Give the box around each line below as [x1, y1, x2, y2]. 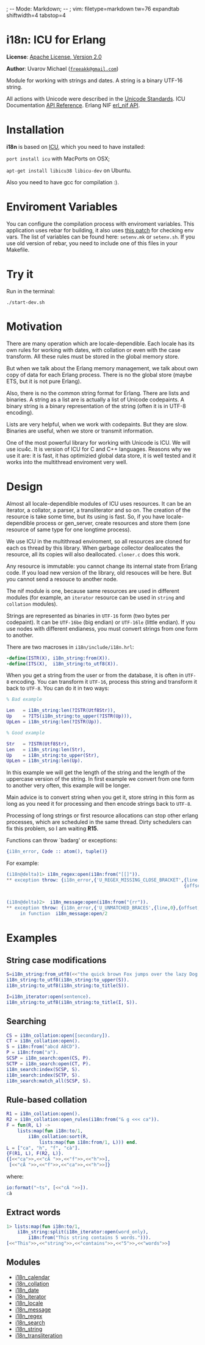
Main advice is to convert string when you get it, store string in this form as [6, 794, 195, 801]
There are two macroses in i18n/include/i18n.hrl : [6, 643, 134, 650]
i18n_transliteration [15, 1332, 63, 1339]
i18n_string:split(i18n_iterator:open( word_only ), [17, 1229, 149, 1235]
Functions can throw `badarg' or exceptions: [6, 837, 118, 844]
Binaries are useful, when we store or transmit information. [6, 427, 154, 434]
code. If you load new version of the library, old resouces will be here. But [6, 568, 192, 576]
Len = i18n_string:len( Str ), [6, 747, 86, 753]
